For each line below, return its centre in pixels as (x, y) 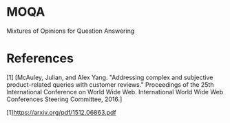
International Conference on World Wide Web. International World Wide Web (115, 92)
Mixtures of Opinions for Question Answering (71, 31)
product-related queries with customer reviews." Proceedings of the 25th (110, 84)
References (40, 58)
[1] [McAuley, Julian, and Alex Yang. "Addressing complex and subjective (110, 77)
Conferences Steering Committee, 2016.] (64, 99)
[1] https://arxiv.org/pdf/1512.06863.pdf (61, 112)
